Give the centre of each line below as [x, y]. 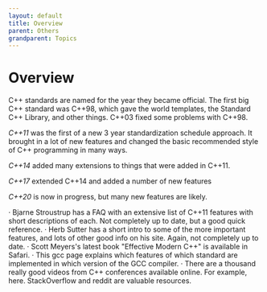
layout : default [35, 16]
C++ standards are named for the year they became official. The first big [129, 101]
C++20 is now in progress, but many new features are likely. [108, 197]
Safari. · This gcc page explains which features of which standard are [123, 255]
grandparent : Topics [43, 38]
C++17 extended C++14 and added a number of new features [110, 181]
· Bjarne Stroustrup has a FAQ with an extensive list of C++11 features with [131, 212]
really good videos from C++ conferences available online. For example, [128, 272]
